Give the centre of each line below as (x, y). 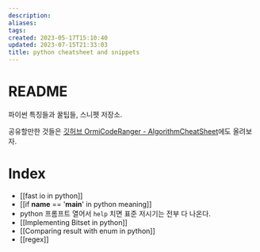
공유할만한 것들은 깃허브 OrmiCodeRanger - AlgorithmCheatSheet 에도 (120, 131)
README (38, 92)
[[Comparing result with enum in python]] (88, 231)
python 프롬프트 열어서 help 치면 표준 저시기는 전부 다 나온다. (115, 213)
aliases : (23, 23)
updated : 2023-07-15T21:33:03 (58, 45)
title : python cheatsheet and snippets (74, 52)
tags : (17, 30)
